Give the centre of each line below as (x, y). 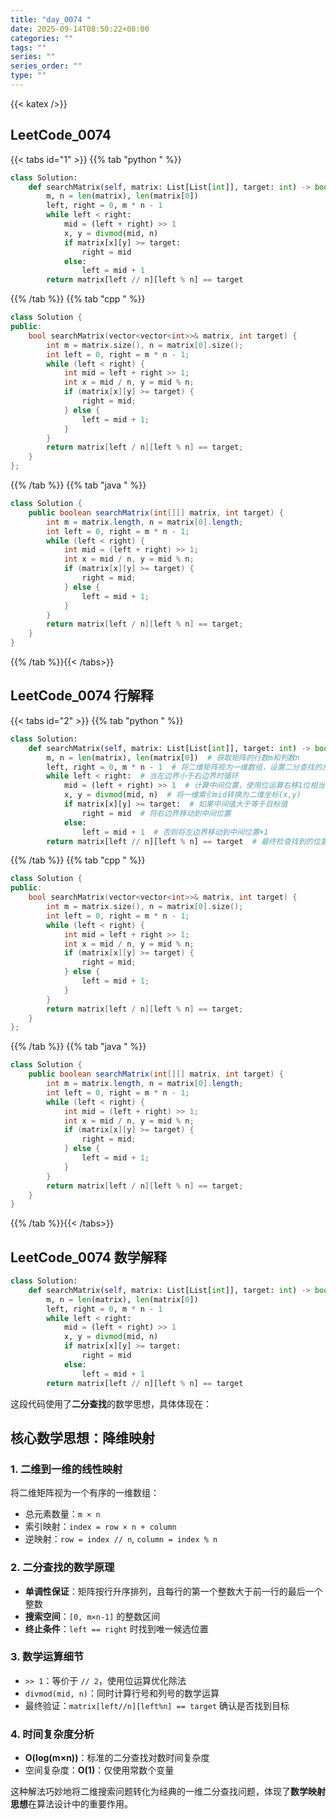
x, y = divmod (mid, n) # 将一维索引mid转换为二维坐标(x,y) (182, 795)
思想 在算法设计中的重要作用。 (71, 1804)
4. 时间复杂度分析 (52, 1734)
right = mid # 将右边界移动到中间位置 (156, 813)
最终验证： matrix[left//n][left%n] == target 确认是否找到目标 (157, 1705)
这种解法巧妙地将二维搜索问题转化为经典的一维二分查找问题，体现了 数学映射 (168, 1792)
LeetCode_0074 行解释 (82, 696)
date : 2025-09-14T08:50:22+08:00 (80, 29)
